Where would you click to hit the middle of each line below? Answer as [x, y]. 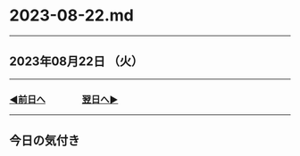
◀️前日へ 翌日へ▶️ [64, 99]
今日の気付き [45, 140]
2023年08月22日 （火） [76, 62]
